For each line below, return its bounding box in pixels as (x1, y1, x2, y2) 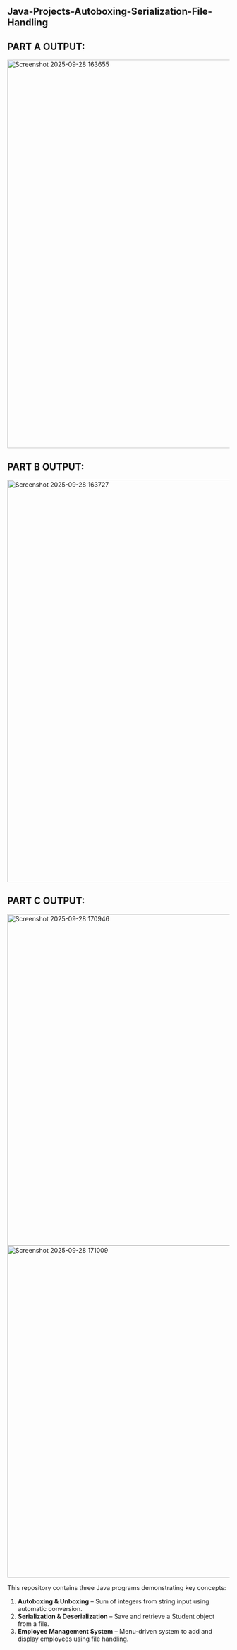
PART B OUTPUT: (7, 461, 85, 473)
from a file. (17, 1619, 49, 1628)
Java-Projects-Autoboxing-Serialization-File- (7, 6, 213, 18)
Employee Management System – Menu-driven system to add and (17, 1627, 213, 1635)
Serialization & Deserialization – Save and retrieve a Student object (17, 1612, 215, 1620)
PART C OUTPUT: (7, 895, 85, 907)
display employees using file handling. (17, 1634, 129, 1643)
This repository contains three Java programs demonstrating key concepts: (7, 1583, 226, 1591)
